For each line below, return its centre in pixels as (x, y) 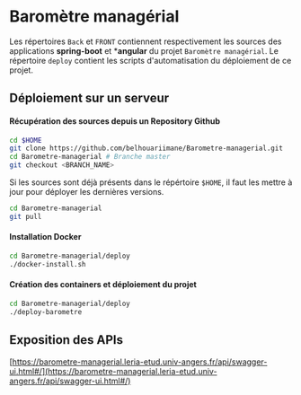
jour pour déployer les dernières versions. (87, 192)
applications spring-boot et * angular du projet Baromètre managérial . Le (144, 50)
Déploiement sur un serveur (89, 98)
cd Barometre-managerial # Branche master (90, 157)
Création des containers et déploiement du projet (103, 285)
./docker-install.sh (48, 264)
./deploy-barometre (46, 312)
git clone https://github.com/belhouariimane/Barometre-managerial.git (146, 149)
